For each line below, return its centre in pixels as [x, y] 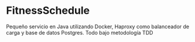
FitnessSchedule [48, 11]
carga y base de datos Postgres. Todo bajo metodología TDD [80, 32]
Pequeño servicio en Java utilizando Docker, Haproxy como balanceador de [98, 26]
